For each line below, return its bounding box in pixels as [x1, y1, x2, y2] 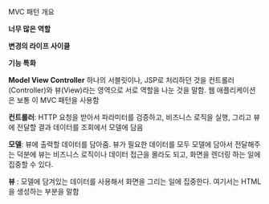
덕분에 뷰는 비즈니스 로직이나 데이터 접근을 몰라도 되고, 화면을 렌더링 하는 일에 [16, 149, 261, 159]
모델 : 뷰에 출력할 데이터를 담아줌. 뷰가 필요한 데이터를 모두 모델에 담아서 [8, 140, 233, 149]
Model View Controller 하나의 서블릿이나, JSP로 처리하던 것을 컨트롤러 [8, 75, 235, 84]
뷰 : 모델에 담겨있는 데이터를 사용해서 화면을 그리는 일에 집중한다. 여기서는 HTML [8, 177, 262, 186]
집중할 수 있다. [8, 160, 54, 169]
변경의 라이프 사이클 [8, 41, 71, 51]
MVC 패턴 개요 [8, 7, 55, 16]
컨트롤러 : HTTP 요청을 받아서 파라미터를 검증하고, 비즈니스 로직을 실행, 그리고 [8, 112, 252, 122]
